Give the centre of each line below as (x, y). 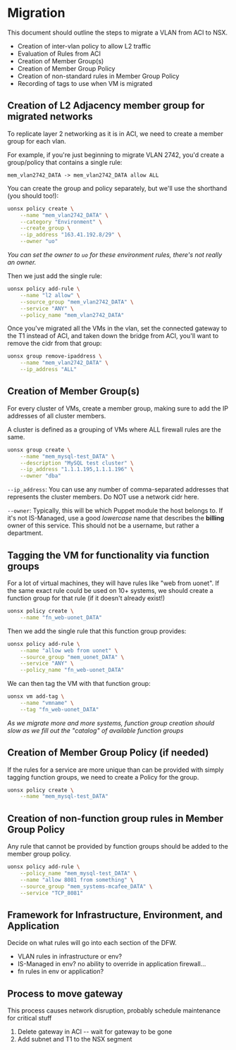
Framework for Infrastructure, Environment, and (115, 914)
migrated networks (50, 117)
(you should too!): (33, 196)
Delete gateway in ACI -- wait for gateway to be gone (95, 1032)
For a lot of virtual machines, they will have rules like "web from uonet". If (113, 583)
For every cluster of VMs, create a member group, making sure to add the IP (118, 408)
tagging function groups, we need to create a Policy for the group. (103, 777)
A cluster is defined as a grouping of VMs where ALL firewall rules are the (114, 429)
